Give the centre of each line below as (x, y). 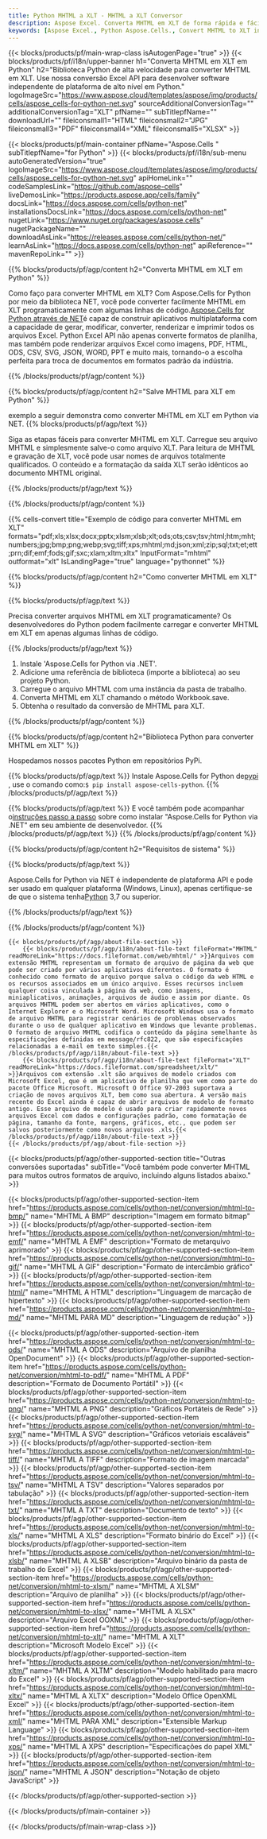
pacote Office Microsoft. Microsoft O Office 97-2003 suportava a (120, 1088)
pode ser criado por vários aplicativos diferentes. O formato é (118, 970)
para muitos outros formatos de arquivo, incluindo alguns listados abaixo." (130, 1175)
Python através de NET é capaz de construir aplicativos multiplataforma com (133, 319)
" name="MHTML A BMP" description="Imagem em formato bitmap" (137, 1216)
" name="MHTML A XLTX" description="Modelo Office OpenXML (130, 1696)
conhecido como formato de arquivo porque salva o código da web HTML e (131, 977)
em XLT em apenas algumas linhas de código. (83, 633)
